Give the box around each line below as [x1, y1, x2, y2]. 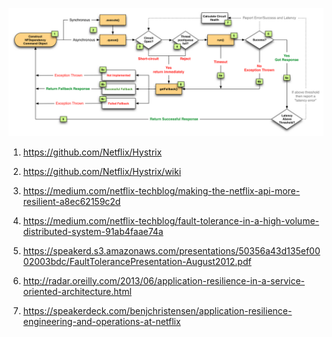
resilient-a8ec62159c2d [22, 195, 121, 207]
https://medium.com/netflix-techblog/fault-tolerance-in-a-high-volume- [22, 214, 320, 227]
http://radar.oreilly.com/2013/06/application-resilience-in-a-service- [22, 274, 306, 287]
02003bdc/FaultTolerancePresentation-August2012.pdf [22, 255, 252, 267]
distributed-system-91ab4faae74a [22, 225, 164, 237]
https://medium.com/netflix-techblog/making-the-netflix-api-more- [22, 184, 301, 197]
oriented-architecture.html [22, 285, 132, 297]
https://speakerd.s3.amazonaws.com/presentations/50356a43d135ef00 [22, 244, 321, 257]
